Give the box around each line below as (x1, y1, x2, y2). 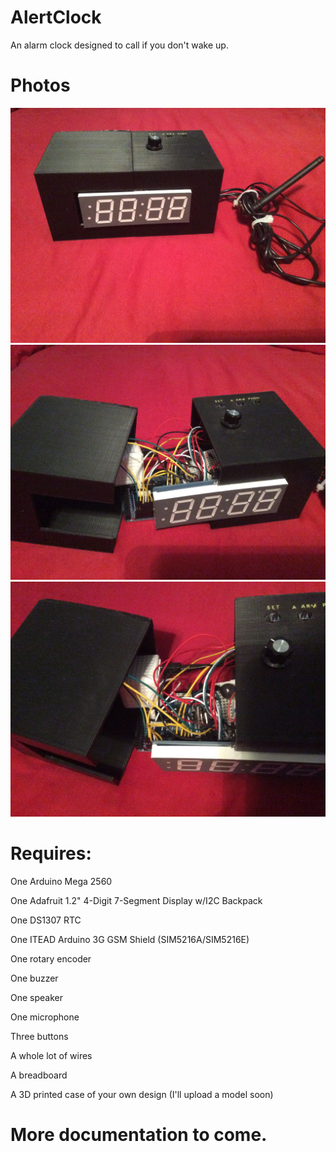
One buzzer (10, 972, 59, 984)
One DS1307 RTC (10, 914, 82, 926)
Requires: (10, 842, 92, 865)
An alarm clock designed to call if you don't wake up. (10, 39, 229, 51)
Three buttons (10, 1030, 69, 1042)
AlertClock (10, 6, 102, 29)
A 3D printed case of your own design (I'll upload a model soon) (10, 1088, 274, 1100)
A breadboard (10, 1069, 68, 1081)
